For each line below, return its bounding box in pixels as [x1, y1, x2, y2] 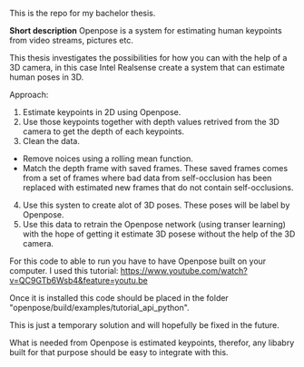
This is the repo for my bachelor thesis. [9, 8, 156, 18]
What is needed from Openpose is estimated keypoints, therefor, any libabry [9, 337, 295, 348]
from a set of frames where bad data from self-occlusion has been [22, 172, 272, 183]
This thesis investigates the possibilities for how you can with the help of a [9, 53, 288, 63]
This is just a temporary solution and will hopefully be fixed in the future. [9, 320, 279, 330]
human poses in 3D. [9, 72, 84, 82]
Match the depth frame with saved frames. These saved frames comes [22, 163, 289, 173]
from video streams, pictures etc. [9, 35, 133, 45]
